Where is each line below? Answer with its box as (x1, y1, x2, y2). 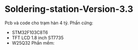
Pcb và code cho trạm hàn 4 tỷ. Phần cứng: (4, 20, 93, 26)
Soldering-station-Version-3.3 (4, 3, 134, 15)
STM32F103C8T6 (11, 29, 48, 35)
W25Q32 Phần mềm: (11, 40, 55, 46)
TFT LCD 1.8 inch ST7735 (11, 35, 64, 41)
